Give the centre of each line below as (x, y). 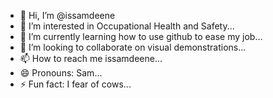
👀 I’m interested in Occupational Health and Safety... (127, 26)
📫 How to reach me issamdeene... (91, 58)
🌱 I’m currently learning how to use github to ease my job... (141, 36)
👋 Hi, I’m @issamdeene (67, 15)
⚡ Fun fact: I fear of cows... (75, 84)
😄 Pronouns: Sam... (61, 73)
